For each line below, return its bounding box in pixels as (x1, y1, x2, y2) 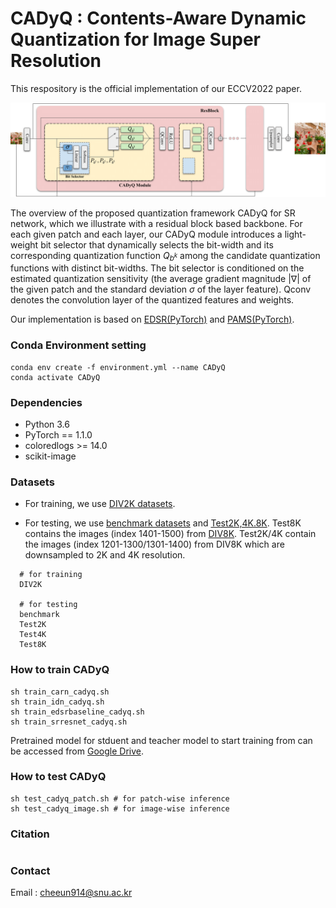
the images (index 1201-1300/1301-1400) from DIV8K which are (24, 538, 285, 551)
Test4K (19, 630, 47, 640)
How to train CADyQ (10, 663, 110, 677)
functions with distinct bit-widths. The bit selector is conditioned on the (10, 262, 305, 274)
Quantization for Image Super (10, 28, 261, 51)
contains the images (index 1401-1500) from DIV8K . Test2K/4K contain (24, 528, 317, 540)
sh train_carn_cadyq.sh (10, 687, 110, 697)
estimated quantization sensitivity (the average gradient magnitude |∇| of (10, 273, 312, 285)
